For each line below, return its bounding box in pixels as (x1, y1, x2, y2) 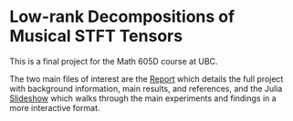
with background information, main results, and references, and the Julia (9, 83, 283, 94)
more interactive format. (9, 102, 100, 113)
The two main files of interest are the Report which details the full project (9, 73, 284, 84)
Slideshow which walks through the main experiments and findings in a (9, 93, 277, 104)
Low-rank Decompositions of (9, 6, 235, 27)
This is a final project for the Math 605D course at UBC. (9, 55, 218, 66)
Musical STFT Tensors (9, 25, 183, 46)
